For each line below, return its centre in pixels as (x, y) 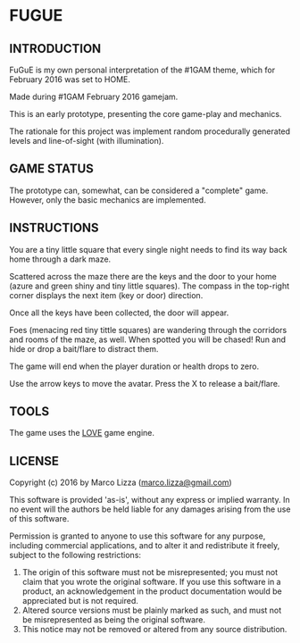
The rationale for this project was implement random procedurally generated (150, 131)
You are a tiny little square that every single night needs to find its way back (148, 249)
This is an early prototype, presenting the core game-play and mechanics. (146, 114)
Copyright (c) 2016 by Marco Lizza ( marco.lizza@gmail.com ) (121, 482)
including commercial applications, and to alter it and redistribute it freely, (145, 546)
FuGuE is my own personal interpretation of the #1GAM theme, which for (142, 70)
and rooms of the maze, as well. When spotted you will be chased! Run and (147, 339)
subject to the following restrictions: (75, 555)
